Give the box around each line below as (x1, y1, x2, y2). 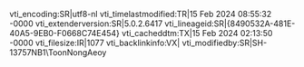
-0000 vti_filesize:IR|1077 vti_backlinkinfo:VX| (9, 37, 181, 48)
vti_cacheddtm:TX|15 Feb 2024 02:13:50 (122, 28, 273, 38)
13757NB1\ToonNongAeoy (9, 47, 107, 58)
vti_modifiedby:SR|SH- (181, 37, 268, 48)
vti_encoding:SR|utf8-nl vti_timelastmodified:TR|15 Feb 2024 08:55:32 (9, 9, 272, 19)
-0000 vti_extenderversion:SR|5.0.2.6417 (9, 18, 163, 29)
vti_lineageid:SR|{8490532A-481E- (164, 18, 296, 29)
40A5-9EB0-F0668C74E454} (9, 28, 121, 38)
